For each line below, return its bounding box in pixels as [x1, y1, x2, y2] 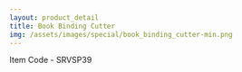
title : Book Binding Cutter [9, 22, 116, 31]
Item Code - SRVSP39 [9, 55, 92, 66]
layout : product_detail [9, 13, 100, 22]
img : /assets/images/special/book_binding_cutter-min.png [9, 30, 233, 39]
